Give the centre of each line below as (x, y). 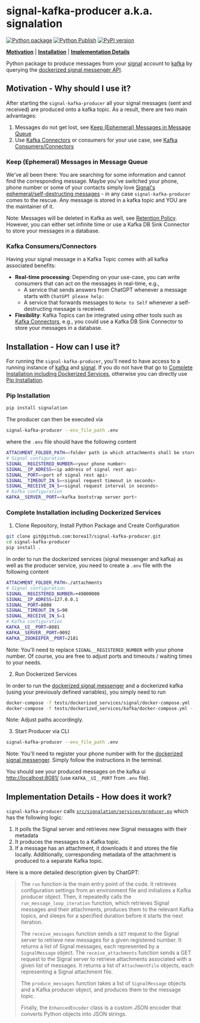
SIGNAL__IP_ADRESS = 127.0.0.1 (42, 599)
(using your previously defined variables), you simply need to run (86, 692)
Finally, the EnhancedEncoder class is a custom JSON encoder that (101, 1007)
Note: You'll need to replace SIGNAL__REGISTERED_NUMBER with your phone (95, 650)
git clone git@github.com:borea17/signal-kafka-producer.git (84, 537)
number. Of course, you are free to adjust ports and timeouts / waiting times (99, 656)
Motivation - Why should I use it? (68, 89)
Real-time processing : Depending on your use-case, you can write (97, 277)
